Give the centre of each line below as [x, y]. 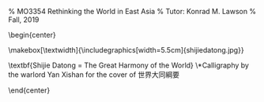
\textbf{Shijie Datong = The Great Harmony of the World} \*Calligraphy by [128, 65]
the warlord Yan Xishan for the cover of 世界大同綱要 [94, 75]
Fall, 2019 [24, 20]
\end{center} [29, 90]
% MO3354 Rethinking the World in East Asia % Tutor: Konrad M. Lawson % [132, 11]
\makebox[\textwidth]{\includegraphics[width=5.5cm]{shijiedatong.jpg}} [126, 50]
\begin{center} [32, 35]
